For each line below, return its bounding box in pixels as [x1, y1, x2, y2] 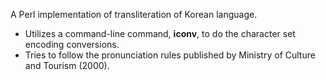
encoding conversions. [24, 39, 120, 50]
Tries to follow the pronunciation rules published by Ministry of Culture [24, 49, 316, 61]
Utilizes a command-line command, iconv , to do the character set [24, 28, 296, 39]
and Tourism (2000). [24, 60, 110, 71]
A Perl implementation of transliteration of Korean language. [10, 9, 258, 20]
